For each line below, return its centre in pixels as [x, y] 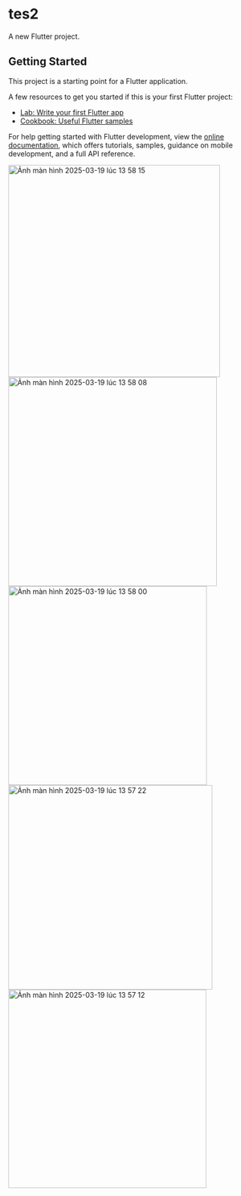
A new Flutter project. [44, 36]
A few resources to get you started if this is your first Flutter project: [120, 97]
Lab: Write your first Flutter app [72, 112]
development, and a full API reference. [72, 153]
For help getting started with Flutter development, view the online [116, 136]
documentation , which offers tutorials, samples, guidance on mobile [120, 145]
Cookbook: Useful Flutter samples [76, 121]
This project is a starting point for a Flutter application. [98, 81]
